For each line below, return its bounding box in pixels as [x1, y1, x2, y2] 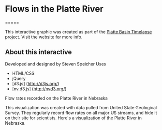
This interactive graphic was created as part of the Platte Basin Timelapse [5, 29, 152, 34]
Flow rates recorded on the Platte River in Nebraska [5, 95, 108, 101]
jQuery [12, 75, 26, 81]
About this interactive [5, 48, 72, 56]
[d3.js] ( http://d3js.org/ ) [12, 81, 59, 86]
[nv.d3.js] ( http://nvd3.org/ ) [12, 86, 67, 92]
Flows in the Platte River [5, 3, 104, 15]
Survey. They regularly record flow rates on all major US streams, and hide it [5, 110, 157, 115]
